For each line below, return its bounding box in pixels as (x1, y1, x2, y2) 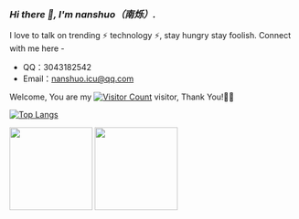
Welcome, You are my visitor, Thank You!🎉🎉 (9, 91, 235, 102)
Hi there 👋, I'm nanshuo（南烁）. (9, 7, 156, 20)
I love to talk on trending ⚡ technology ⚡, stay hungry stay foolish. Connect (9, 30, 292, 41)
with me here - (9, 43, 66, 54)
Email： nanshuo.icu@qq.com (22, 73, 134, 84)
